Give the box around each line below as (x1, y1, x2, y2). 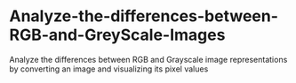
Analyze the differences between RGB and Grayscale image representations (9, 54, 288, 64)
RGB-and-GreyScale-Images (9, 25, 226, 45)
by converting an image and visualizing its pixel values (9, 64, 209, 74)
